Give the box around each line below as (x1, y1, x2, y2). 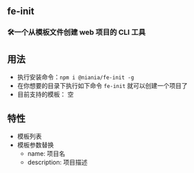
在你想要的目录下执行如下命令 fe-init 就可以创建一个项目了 (17, 82, 188, 90)
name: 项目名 (27, 149, 66, 158)
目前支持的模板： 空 (17, 90, 74, 99)
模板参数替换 (17, 140, 54, 149)
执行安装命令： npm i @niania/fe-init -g (17, 73, 135, 82)
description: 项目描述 (27, 158, 88, 166)
